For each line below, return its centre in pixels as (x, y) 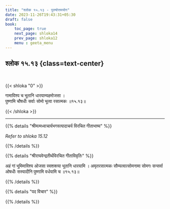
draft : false (19, 19)
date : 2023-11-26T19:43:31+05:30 (40, 15)
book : (11, 24)
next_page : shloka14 (36, 33)
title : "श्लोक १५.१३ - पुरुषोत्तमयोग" (37, 10)
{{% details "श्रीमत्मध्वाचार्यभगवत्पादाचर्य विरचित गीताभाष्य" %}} (59, 126)
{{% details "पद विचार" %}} (32, 191)
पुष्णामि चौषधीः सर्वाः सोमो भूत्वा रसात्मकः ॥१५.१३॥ (46, 101)
